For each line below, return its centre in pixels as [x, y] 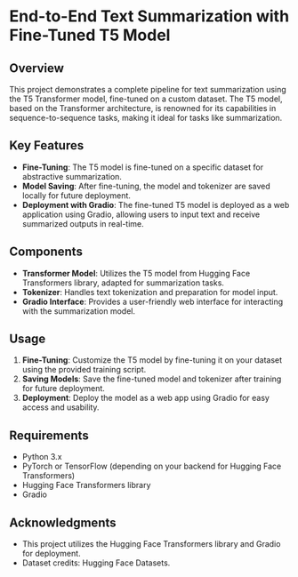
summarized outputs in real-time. [83, 223]
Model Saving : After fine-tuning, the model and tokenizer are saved [146, 186]
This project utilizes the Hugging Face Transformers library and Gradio [151, 544]
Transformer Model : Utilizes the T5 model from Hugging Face [136, 273]
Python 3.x [42, 457]
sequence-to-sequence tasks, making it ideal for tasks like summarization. [146, 118]
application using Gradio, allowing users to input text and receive [141, 214]
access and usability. [60, 407]
